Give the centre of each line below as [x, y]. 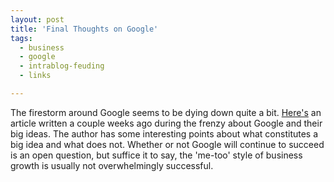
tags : [21, 38]
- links [35, 76]
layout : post [37, 19]
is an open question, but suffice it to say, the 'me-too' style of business [156, 155]
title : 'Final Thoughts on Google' [84, 29]
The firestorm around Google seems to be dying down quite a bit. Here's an [166, 112]
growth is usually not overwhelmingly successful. [112, 165]
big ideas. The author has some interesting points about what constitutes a [164, 133]
